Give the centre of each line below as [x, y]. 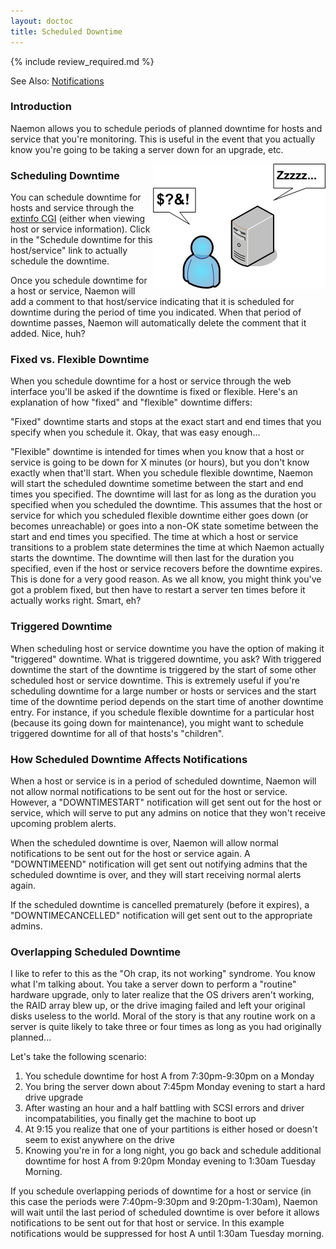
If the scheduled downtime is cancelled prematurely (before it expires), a [160, 904]
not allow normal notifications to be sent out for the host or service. [149, 791]
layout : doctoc [42, 21]
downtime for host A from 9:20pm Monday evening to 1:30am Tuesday [170, 1161]
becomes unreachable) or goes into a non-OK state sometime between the [164, 526]
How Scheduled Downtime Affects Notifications [129, 759]
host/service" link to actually [69, 251]
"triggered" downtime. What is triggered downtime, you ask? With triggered [166, 659]
